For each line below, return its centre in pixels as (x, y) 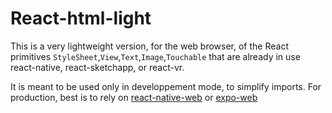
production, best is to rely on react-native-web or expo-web (134, 97)
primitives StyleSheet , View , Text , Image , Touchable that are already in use (155, 56)
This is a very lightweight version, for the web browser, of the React (149, 46)
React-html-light (81, 18)
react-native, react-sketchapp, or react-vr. (97, 67)
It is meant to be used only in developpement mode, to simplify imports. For (166, 86)
